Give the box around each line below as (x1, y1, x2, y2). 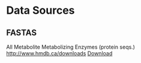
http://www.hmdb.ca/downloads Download (6, 50, 113, 57)
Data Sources (6, 4, 75, 17)
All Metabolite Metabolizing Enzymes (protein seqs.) (6, 43, 135, 50)
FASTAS (6, 28, 37, 38)
